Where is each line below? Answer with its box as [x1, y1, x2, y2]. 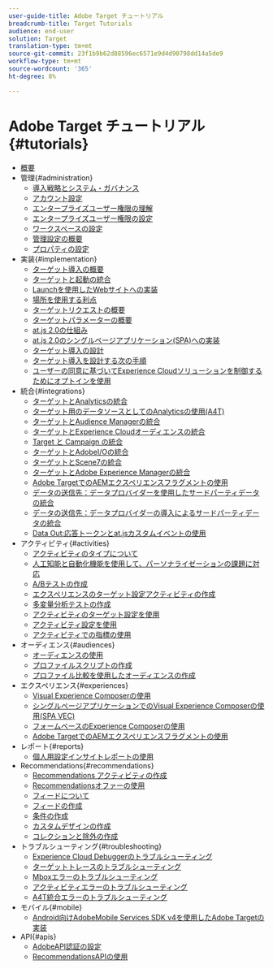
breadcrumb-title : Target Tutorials [8, 19, 132, 28]
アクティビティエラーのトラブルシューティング [32, 882, 188, 892]
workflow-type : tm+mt [8, 58, 82, 66]
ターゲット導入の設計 [32, 345, 104, 355]
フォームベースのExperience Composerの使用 [32, 720, 185, 731]
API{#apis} [19, 932, 57, 941]
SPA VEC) [41, 711, 76, 720]
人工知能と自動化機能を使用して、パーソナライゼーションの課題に [32, 558, 253, 569]
